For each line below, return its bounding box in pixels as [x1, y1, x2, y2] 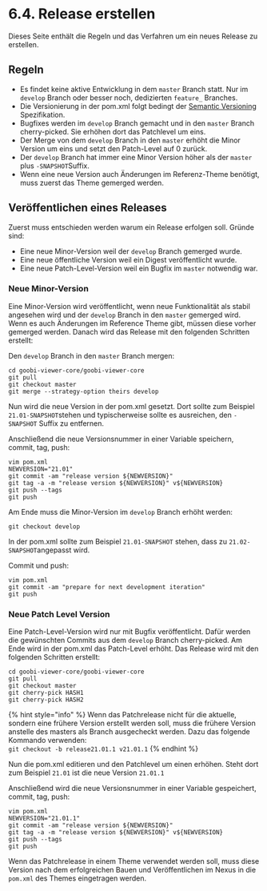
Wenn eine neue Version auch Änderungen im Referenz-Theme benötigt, [19, 169, 260, 179]
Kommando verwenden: [8, 736, 87, 745]
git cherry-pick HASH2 [8, 696, 84, 704]
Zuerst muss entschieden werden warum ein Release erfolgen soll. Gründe [8, 222, 254, 232]
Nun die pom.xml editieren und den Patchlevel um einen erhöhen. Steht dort [8, 760, 259, 769]
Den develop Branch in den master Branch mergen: [8, 351, 175, 360]
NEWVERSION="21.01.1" [8, 814, 81, 823]
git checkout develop [8, 522, 81, 531]
